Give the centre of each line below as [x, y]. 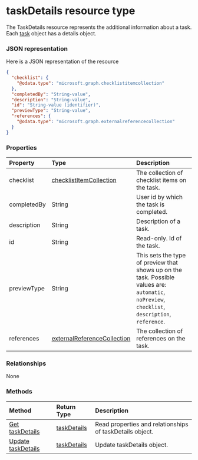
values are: [151, 285]
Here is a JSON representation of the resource [62, 62]
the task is [151, 204]
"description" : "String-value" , [51, 100]
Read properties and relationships [142, 424]
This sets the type [161, 256]
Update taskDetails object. [132, 445]
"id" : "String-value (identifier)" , [56, 105]
